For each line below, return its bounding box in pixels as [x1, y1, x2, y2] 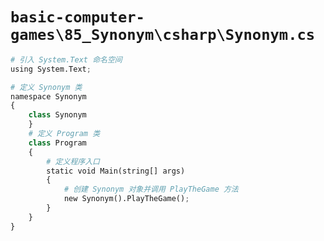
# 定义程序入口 [46, 156, 100, 167]
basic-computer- [10, 8, 145, 27]
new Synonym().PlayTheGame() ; [63, 194, 190, 204]
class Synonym [28, 110, 87, 120]
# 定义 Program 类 [28, 129, 101, 139]
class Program [28, 138, 87, 148]
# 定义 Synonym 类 [10, 82, 83, 92]
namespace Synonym [10, 91, 87, 102]
